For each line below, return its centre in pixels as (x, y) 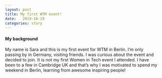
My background (21, 39)
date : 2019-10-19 (25, 19)
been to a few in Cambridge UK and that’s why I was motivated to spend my (81, 65)
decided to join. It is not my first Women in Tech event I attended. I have (77, 60)
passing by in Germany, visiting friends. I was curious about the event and (80, 55)
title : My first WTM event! (34, 14)
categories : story (24, 23)
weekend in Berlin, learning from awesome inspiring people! (65, 70)
